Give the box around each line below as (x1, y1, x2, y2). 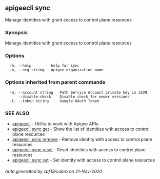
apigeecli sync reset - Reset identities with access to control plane (12, 147, 146, 153)
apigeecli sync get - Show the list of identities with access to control (12, 126, 150, 132)
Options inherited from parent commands (5, 79, 106, 86)
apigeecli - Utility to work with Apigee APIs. (12, 121, 100, 126)
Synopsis (5, 29, 28, 36)
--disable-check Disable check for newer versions (18, 94, 130, 99)
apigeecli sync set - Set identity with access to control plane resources (12, 157, 155, 163)
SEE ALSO (5, 110, 30, 117)
